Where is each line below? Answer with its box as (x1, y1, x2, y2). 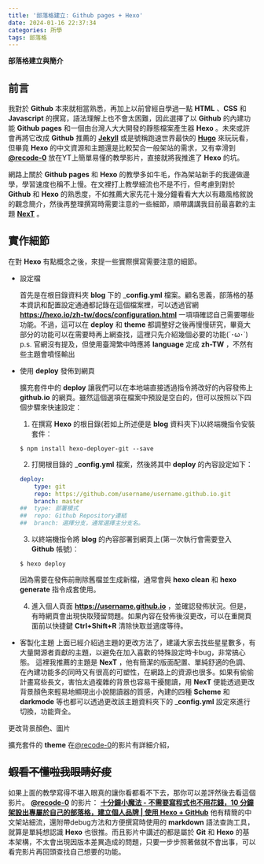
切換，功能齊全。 (19, 706, 75, 716)
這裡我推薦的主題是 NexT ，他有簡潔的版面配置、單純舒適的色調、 (35, 658, 250, 666)
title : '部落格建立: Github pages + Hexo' (8, 11, 144, 20)
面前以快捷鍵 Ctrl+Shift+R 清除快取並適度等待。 (31, 621, 188, 630)
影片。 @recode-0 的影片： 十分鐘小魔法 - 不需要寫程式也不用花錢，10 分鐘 (8, 797, 254, 807)
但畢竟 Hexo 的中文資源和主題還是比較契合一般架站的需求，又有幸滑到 (8, 143, 236, 153)
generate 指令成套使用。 (19, 584, 101, 594)
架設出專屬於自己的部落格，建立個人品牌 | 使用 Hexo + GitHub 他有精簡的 (8, 807, 245, 817)
